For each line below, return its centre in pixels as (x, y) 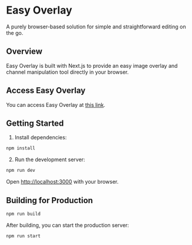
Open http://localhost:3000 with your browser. (62, 182)
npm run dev (21, 171)
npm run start (24, 236)
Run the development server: (50, 159)
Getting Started (35, 123)
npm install (21, 148)
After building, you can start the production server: (68, 225)
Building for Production (49, 200)
